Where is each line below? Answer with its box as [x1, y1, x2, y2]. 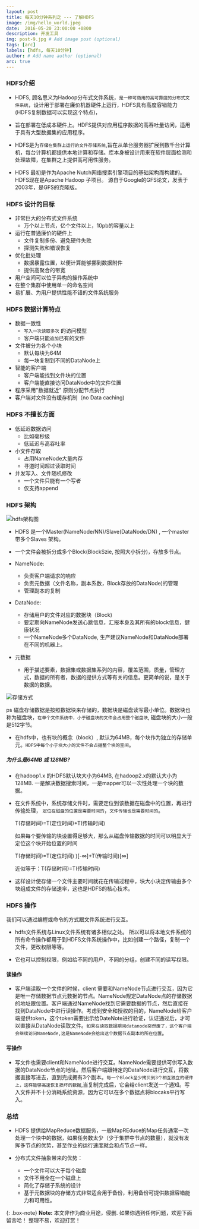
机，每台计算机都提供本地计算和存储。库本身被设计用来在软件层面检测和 [14, 149, 192, 156]
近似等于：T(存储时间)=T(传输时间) [14, 865, 100, 872]
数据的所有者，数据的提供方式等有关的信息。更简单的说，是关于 [34, 673, 191, 680]
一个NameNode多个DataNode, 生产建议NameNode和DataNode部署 [23, 634, 189, 641]
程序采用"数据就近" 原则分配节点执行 [14, 387, 105, 394]
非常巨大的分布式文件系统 [14, 215, 78, 222]
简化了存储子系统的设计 [23, 1181, 81, 1189]
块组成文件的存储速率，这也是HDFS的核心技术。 [14, 885, 134, 892]
